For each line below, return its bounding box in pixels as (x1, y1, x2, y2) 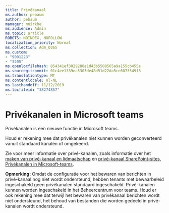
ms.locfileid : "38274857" (5, 87, 60, 92)
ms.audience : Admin (5, 26, 46, 31)
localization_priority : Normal (5, 40, 71, 45)
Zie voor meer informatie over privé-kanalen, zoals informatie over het (5, 150, 151, 156)
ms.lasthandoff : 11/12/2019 (5, 82, 65, 87)
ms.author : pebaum (5, 12, 44, 17)
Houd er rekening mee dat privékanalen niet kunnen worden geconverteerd (5, 135, 162, 141)
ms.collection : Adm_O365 (5, 45, 58, 50)
